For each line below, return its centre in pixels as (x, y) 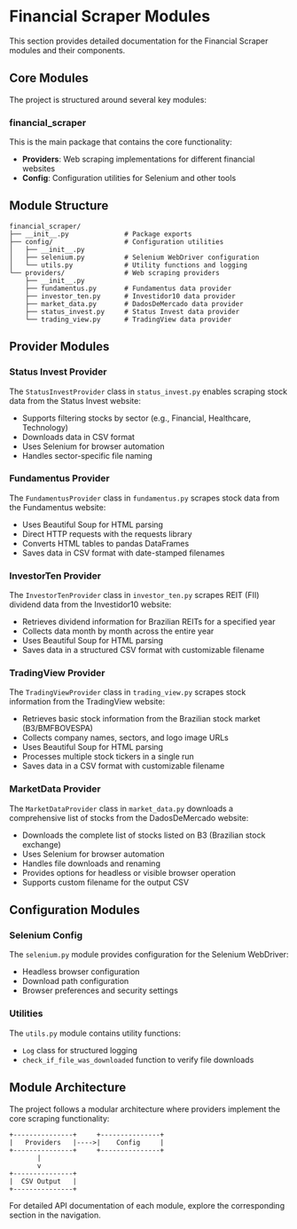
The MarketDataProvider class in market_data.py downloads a (121, 808)
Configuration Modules (74, 910)
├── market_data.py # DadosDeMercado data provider (134, 303)
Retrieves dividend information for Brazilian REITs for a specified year (148, 622)
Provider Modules (59, 347)
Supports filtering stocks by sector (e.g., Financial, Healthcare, (136, 418)
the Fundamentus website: (58, 507)
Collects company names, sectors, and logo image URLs (125, 737)
